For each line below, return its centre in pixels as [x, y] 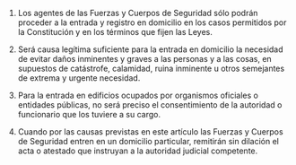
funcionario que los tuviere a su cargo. [89, 114]
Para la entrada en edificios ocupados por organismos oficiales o [138, 95]
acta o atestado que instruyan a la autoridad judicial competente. [138, 151]
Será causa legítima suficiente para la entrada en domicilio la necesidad [151, 49]
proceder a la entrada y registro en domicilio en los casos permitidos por [152, 22]
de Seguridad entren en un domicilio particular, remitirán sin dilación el [148, 141]
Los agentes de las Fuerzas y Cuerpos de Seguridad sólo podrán [138, 13]
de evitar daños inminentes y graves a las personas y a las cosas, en [144, 59]
